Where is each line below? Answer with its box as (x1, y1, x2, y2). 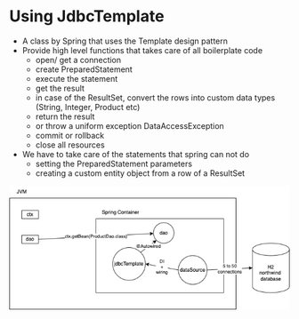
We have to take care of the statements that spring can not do (21, 148, 250, 159)
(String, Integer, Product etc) (35, 101, 141, 112)
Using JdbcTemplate (9, 6, 165, 27)
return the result (35, 111, 95, 122)
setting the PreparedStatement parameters (35, 158, 193, 169)
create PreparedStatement (35, 64, 133, 75)
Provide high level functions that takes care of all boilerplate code (21, 44, 263, 55)
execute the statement (35, 73, 118, 84)
